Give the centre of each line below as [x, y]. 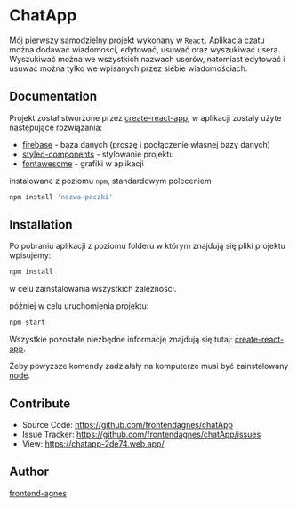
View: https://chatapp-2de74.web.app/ [93, 444]
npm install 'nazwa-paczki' [61, 197]
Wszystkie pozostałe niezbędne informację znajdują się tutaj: [121, 340]
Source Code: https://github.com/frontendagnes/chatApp [128, 425]
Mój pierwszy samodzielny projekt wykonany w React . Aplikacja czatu [137, 40]
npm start [28, 322]
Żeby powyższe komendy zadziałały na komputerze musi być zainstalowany [149, 366]
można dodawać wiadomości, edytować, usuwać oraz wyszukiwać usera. [145, 49]
